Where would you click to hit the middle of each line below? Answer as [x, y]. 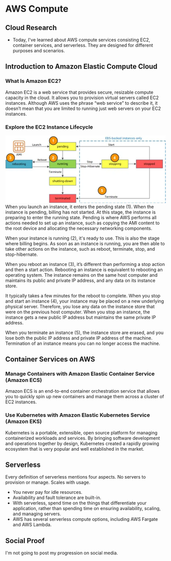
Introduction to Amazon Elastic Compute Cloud [81, 67]
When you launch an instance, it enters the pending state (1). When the [80, 206]
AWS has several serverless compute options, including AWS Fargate [85, 519]
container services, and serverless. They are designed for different [83, 45]
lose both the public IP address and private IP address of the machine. [79, 338]
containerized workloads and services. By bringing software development [83, 438]
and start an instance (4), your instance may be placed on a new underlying [85, 301]
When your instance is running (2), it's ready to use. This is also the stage [82, 238]
